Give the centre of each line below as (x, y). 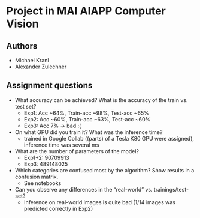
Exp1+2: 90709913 (47, 157)
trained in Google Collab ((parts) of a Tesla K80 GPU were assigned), (109, 138)
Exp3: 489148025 (46, 164)
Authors (22, 46)
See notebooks (43, 183)
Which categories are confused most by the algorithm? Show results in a (104, 170)
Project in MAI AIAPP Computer (86, 11)
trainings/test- (171, 189)
